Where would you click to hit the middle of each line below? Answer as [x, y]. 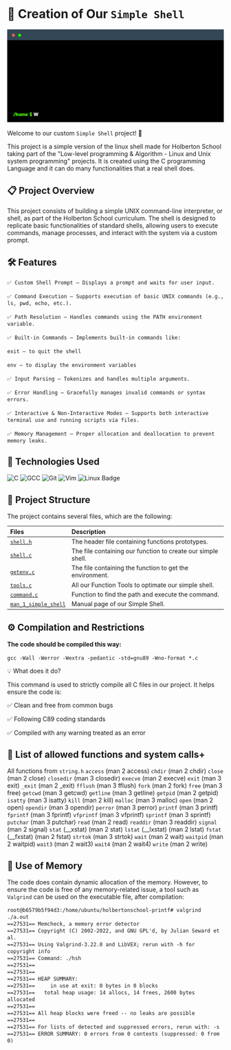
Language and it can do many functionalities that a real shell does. [101, 168]
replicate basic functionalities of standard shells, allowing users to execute [113, 225]
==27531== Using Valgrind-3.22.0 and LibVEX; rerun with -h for [101, 945]
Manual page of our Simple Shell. [118, 604]
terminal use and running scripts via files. [73, 420]
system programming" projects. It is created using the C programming [106, 161]
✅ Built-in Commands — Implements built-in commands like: [94, 337]
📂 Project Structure [49, 500]
